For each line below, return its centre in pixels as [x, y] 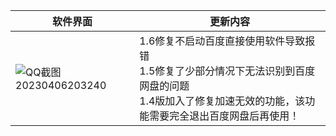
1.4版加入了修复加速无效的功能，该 [222, 101]
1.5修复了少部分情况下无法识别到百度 [227, 71]
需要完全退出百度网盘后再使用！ [224, 116]
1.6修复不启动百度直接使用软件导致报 [227, 41]
